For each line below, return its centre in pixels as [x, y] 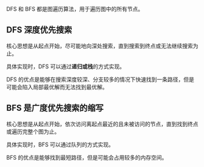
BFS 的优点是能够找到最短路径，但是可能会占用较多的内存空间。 [87, 157]
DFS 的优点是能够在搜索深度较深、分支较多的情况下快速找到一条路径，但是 [100, 79]
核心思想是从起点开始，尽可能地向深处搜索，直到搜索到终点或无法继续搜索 [100, 46]
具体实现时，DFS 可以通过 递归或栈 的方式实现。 [66, 66]
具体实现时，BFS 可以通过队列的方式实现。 [60, 144]
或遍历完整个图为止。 [33, 131]
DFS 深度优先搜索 [39, 30]
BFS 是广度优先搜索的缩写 [55, 108]
